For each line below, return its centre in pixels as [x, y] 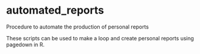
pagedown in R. [25, 45]
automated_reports [55, 10]
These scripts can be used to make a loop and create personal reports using [100, 38]
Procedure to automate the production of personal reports [78, 27]
